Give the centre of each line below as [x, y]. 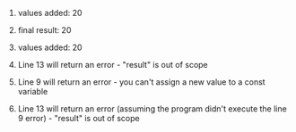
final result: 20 [44, 30]
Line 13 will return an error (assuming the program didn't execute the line [152, 109]
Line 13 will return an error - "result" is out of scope [113, 65]
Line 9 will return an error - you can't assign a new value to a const [142, 82]
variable [33, 91]
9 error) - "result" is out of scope [79, 118]
